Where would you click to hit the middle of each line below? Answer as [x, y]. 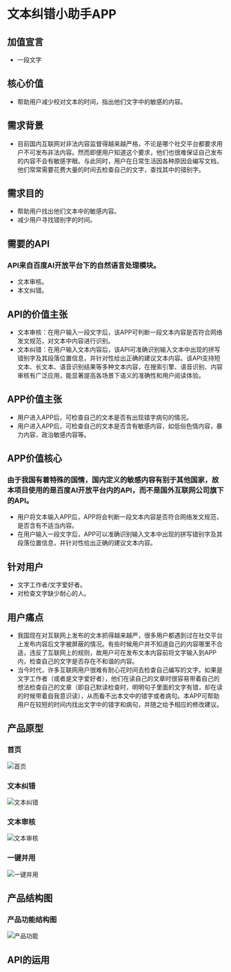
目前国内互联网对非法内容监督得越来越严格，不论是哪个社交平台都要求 [117, 143]
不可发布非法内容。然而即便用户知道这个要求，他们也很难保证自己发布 [123, 152]
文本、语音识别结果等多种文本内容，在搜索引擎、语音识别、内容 [132, 367]
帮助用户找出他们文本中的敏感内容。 [69, 211]
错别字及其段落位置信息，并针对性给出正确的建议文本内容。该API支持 [116, 358]
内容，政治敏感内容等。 [57, 434]
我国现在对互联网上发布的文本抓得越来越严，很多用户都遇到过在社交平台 [120, 635]
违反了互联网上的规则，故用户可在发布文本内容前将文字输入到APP [123, 653]
